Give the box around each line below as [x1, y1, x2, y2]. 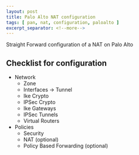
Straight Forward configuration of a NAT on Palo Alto [6, 41, 134, 48]
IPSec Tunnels [23, 111, 59, 118]
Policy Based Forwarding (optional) [23, 142, 109, 150]
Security [23, 130, 44, 137]
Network [14, 74, 36, 81]
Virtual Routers [23, 117, 60, 124]
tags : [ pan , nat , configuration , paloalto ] [6, 19, 119, 25]
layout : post [6, 8, 38, 15]
